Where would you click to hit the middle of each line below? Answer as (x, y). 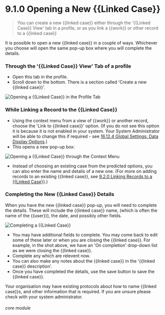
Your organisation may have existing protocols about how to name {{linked (81, 286)
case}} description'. (32, 266)
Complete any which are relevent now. (51, 256)
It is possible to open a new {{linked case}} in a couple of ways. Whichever (81, 42)
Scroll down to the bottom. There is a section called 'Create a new (79, 82)
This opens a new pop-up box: (43, 147)
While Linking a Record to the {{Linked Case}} (61, 110)
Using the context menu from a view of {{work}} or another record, (80, 120)
